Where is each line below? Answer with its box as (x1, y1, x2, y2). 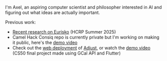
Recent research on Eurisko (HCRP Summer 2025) (12, 29, 116, 34)
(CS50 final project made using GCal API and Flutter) (12, 50, 121, 56)
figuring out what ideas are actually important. (5, 9, 100, 15)
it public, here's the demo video (12, 39, 78, 45)
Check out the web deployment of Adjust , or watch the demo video (12, 45, 151, 50)
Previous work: (5, 19, 36, 25)
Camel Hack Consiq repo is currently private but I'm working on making (12, 34, 160, 40)
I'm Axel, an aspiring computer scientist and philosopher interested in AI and (5, 4, 162, 10)
